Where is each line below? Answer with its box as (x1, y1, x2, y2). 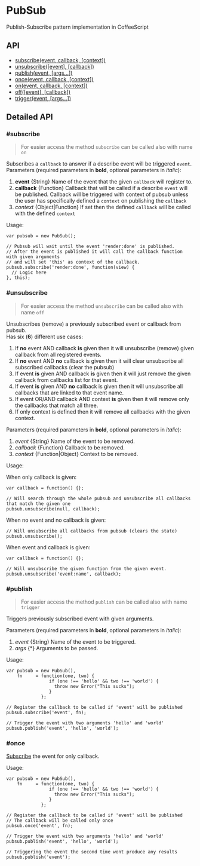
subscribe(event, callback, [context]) (14, 56, 106, 63)
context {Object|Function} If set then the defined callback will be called (14, 204, 191, 211)
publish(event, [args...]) (14, 69, 73, 76)
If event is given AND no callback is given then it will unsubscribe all (14, 382, 183, 390)
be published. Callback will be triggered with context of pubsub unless (14, 191, 189, 198)
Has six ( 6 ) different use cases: (6, 333, 84, 340)
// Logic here (11, 270, 47, 276)
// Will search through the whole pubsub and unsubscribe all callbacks (6, 495, 191, 501)
